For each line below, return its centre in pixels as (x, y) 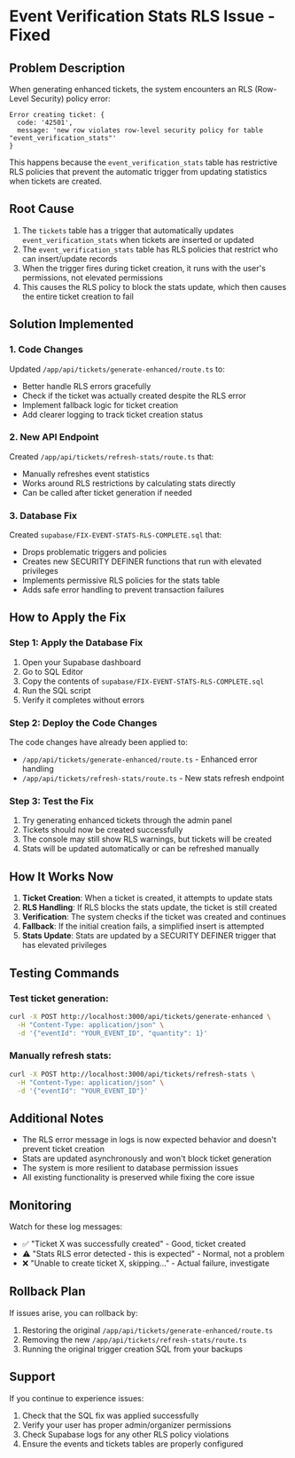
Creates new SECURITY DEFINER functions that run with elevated (142, 561)
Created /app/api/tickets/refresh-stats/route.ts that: (112, 456)
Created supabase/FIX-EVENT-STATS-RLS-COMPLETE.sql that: (116, 535)
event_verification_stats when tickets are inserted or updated (138, 239)
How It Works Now (61, 877)
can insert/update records (70, 258)
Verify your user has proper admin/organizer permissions (127, 1424)
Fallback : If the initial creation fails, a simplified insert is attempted (143, 926)
